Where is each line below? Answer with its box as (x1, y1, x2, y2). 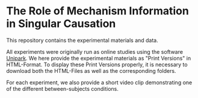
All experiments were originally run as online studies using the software (6, 48, 184, 55)
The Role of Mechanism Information (6, 4, 190, 18)
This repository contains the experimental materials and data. (6, 36, 158, 44)
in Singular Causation (6, 17, 116, 30)
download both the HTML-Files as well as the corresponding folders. (6, 67, 176, 74)
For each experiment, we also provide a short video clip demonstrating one (6, 79, 193, 86)
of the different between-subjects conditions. (6, 85, 119, 92)
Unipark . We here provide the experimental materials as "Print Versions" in (6, 54, 191, 62)
